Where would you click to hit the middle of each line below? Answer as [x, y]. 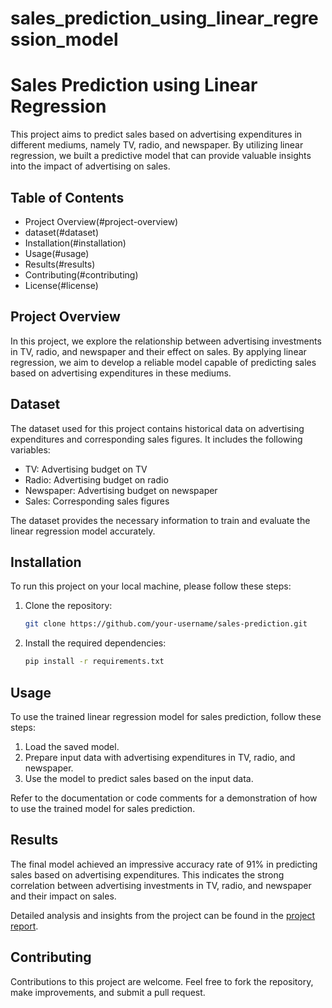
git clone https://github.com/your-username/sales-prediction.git [166, 624]
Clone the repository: [68, 606]
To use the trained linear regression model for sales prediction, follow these [166, 716]
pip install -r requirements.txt [94, 662]
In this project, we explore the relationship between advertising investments [166, 341]
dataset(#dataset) [62, 232]
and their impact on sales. [63, 896]
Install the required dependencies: [95, 643]
